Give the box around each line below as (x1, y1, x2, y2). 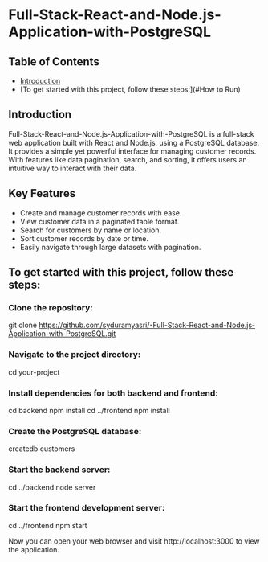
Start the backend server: (8, 464, 111, 475)
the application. (8, 544, 60, 554)
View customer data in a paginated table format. (19, 216, 180, 226)
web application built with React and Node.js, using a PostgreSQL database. (8, 137, 259, 147)
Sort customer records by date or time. (19, 233, 148, 243)
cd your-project (8, 367, 60, 377)
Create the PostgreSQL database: (8, 425, 142, 437)
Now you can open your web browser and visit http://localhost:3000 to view (8, 536, 260, 546)
